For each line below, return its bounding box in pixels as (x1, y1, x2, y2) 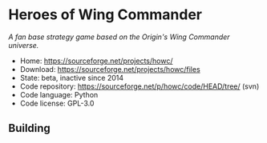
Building (8, 121, 51, 135)
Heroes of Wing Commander (8, 6, 203, 24)
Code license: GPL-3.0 (19, 98, 95, 108)
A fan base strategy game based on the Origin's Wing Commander (8, 32, 230, 42)
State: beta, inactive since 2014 (19, 73, 124, 82)
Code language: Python (19, 89, 99, 99)
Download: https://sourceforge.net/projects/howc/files (19, 64, 200, 73)
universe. (8, 40, 39, 50)
